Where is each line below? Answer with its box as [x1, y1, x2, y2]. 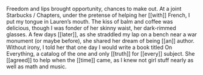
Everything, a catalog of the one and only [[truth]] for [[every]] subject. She [6, 50, 195, 57]
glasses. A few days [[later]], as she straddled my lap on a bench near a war [6, 31, 198, 38]
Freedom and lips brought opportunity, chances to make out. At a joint [6, 5, 182, 12]
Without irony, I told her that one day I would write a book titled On [6, 44, 173, 51]
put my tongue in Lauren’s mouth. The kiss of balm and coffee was [6, 18, 173, 25]
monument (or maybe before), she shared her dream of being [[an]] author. [6, 37, 194, 44]
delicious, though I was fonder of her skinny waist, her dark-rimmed [6, 24, 176, 31]
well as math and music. [6, 63, 67, 70]
